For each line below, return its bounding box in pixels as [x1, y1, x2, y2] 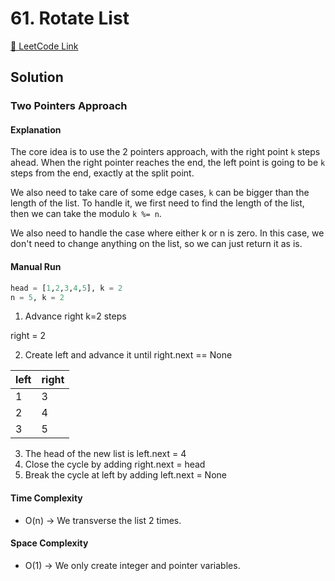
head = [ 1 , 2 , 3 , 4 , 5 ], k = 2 [10, 283, 123, 293]
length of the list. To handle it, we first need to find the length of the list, [10, 197, 305, 209]
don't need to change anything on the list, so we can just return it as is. [10, 238, 303, 250]
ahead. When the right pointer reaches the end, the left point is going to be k [10, 157, 326, 169]
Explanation [10, 123, 62, 136]
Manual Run [10, 261, 62, 273]
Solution [10, 69, 64, 86]
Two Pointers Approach [10, 99, 128, 113]
